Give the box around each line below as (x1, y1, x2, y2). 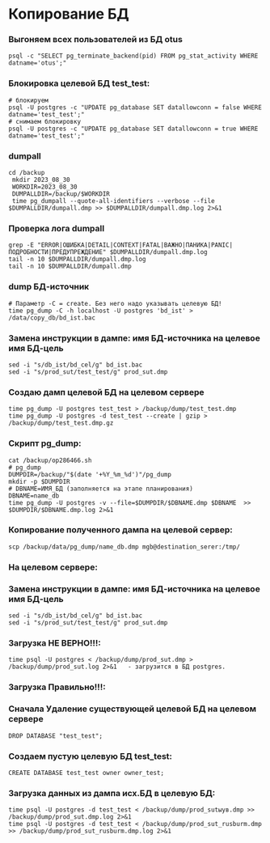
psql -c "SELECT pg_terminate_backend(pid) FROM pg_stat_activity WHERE (8, 52, 259, 61)
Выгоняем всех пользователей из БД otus (8, 34, 184, 45)
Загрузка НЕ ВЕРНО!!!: (8, 638, 101, 648)
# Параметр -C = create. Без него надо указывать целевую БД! (8, 299, 222, 307)
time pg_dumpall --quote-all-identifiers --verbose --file (11, 197, 216, 205)
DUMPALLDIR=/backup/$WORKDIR (11, 190, 111, 198)
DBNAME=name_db (8, 491, 60, 500)
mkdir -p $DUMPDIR (8, 477, 70, 485)
